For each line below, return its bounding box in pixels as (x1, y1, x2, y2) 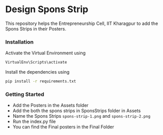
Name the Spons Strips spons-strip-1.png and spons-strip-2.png (12, 113, 151, 119)
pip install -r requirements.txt (5, 79, 76, 84)
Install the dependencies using (5, 69, 70, 75)
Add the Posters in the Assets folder (12, 103, 89, 109)
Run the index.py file (12, 118, 56, 125)
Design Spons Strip (5, 4, 89, 15)
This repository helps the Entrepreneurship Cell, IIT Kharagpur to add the (5, 20, 158, 26)
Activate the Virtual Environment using (5, 50, 86, 56)
